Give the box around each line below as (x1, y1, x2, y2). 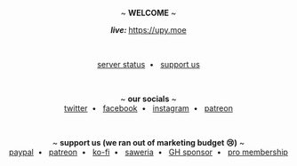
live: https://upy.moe (109, 25, 188, 35)
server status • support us (96, 59, 201, 69)
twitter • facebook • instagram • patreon (64, 103, 233, 114)
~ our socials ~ (120, 93, 177, 104)
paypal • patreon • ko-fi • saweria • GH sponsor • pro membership (9, 146, 288, 157)
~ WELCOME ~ (120, 8, 177, 18)
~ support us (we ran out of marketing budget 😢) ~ (52, 138, 245, 147)
